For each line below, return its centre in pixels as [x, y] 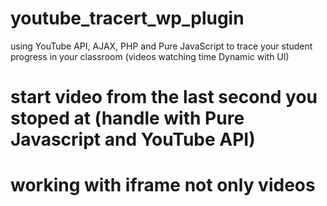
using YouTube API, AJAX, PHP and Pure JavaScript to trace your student [161, 46]
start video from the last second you [164, 97]
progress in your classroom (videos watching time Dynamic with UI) [150, 56]
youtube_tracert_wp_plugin [127, 18]
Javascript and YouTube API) [133, 139]
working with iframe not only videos [163, 185]
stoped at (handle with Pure [127, 118]
